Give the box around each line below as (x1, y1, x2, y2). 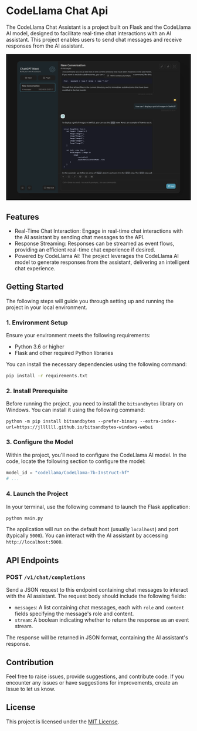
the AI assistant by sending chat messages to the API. (14, 233, 145, 240)
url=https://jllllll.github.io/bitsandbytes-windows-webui (6, 424, 154, 430)
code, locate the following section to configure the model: (6, 457, 146, 465)
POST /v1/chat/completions (6, 573, 86, 581)
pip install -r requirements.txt (6, 373, 88, 379)
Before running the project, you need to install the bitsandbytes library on (6, 400, 184, 407)
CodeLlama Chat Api (6, 4, 108, 18)
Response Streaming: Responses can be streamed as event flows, (14, 240, 175, 247)
